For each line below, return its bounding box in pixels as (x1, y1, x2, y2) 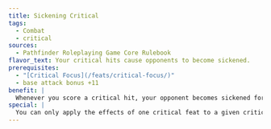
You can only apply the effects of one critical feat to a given (15, 109, 240, 117)
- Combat (15, 26, 45, 34)
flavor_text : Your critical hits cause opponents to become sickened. (8, 57, 251, 65)
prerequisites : (8, 64, 60, 72)
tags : (8, 19, 27, 27)
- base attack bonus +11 (15, 79, 99, 87)
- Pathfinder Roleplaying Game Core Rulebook (15, 49, 172, 57)
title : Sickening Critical (8, 11, 99, 20)
